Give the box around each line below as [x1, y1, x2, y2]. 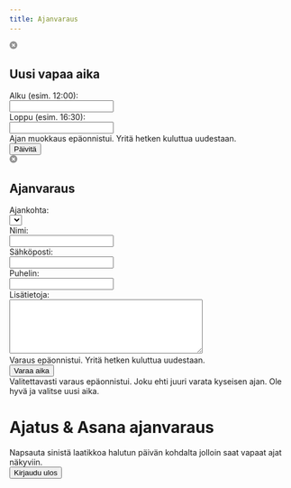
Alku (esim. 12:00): [9, 90, 79, 101]
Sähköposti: [9, 246, 54, 257]
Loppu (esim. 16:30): [9, 112, 86, 123]
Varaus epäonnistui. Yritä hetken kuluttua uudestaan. [9, 354, 205, 365]
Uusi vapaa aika [9, 67, 101, 82]
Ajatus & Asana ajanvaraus [9, 418, 214, 437]
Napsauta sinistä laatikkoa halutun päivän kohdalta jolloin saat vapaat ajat [9, 447, 282, 458]
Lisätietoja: [9, 290, 50, 300]
